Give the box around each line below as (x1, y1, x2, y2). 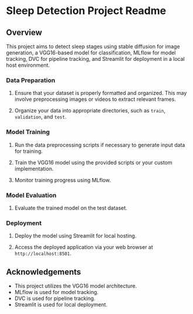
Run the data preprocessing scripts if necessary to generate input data (14, 141, 185, 148)
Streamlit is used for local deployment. (14, 301, 108, 308)
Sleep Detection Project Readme (6, 4, 167, 18)
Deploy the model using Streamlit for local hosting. (14, 233, 137, 240)
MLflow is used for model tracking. (14, 289, 99, 295)
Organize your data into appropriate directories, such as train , (14, 107, 166, 114)
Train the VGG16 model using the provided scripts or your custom (14, 159, 173, 166)
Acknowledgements (6, 267, 81, 277)
